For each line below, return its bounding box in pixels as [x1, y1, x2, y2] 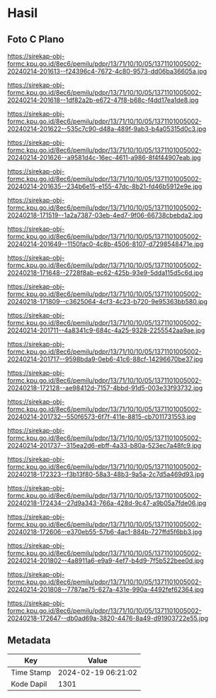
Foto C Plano [7, 33, 64, 45]
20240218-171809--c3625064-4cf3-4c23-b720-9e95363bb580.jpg [7, 298, 208, 305]
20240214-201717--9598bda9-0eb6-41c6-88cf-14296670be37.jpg [7, 355, 203, 363]
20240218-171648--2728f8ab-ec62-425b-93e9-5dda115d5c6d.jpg [7, 269, 203, 277]
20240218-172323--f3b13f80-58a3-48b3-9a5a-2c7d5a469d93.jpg [7, 470, 205, 478]
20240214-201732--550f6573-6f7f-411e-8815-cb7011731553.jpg [7, 412, 196, 421]
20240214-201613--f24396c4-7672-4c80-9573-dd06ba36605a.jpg [7, 67, 208, 75]
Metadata [7, 634, 51, 646]
